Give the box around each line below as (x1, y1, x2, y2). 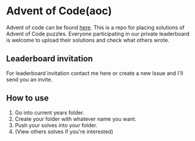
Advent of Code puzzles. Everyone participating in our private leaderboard (6, 30, 190, 37)
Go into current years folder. (14, 109, 85, 116)
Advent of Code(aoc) (6, 4, 112, 18)
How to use (6, 93, 49, 104)
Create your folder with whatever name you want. (14, 115, 137, 123)
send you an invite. (6, 76, 52, 83)
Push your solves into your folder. (14, 121, 98, 129)
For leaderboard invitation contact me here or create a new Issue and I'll (6, 70, 184, 77)
